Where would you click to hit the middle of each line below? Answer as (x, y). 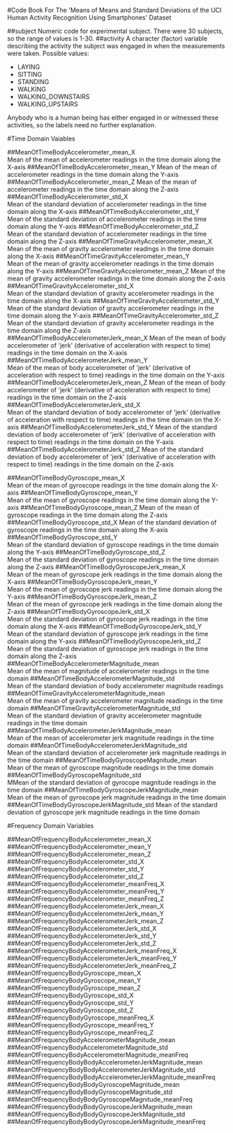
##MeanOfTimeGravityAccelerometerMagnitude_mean (86, 693)
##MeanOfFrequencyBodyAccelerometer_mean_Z (79, 854)
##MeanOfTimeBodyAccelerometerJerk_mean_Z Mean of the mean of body (116, 383)
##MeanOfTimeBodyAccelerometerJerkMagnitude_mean (90, 731)
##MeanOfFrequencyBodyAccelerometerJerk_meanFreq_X (92, 951)
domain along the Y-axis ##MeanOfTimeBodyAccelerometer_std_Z (103, 226)
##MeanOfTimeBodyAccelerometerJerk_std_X (74, 405)
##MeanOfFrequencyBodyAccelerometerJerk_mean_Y (85, 913)
